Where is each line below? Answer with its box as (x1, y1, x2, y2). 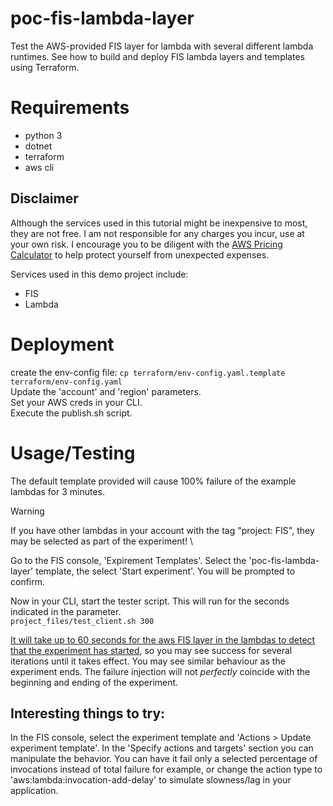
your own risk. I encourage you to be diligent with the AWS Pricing (10, 238, 283, 250)
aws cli (24, 161, 55, 173)
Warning (10, 505, 45, 517)
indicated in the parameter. (10, 605, 122, 617)
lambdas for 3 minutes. (10, 485, 106, 497)
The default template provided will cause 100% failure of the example (10, 475, 297, 487)
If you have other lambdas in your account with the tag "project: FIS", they (10, 524, 315, 536)
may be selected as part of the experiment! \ (10, 535, 194, 547)
